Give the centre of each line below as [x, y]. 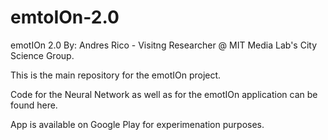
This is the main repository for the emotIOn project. [116, 75]
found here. [34, 105]
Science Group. [42, 55]
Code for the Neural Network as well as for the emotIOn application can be [164, 94]
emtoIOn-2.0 [65, 17]
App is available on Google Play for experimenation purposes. [137, 124]
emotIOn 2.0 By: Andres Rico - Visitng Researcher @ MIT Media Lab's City [164, 45]
